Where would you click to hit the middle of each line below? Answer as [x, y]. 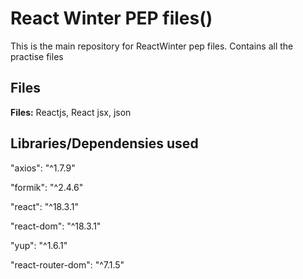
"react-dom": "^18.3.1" [56, 226]
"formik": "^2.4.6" [47, 187]
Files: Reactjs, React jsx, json [71, 112]
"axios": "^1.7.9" [43, 168]
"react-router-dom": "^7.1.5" [67, 264]
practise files [37, 56]
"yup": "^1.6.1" [39, 245]
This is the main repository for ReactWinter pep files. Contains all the [152, 46]
